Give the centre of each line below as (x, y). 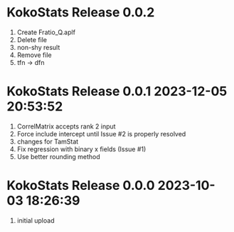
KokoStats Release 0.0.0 (81, 186)
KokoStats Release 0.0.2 (81, 12)
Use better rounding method (58, 156)
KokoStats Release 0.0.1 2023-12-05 (117, 92)
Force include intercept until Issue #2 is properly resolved (101, 133)
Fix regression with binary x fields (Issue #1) (81, 149)
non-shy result (38, 47)
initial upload (36, 220)
